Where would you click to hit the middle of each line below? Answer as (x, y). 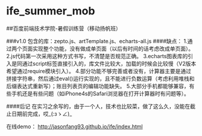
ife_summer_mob (51, 11)
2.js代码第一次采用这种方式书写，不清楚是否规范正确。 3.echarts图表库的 (97, 56)
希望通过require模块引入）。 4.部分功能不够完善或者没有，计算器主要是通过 (99, 71)
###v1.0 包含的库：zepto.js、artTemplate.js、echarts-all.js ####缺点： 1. (97, 41)
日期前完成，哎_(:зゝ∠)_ (42, 114)
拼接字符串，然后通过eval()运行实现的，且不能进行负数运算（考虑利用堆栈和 (100, 78)
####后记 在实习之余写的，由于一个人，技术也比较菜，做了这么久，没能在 (98, 106)
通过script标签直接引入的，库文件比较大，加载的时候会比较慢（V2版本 (109, 64)
